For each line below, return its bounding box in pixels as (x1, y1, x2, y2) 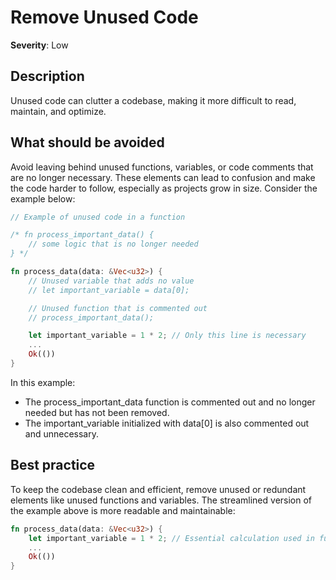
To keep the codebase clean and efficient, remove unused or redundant (10, 483, 307, 495)
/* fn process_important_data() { (10, 230, 155, 240)
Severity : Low (10, 39, 69, 51)
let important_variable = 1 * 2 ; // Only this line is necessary (28, 331, 307, 341)
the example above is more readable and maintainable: (10, 504, 236, 516)
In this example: (10, 376, 76, 388)
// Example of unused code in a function (10, 212, 186, 222)
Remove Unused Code (10, 6, 199, 29)
